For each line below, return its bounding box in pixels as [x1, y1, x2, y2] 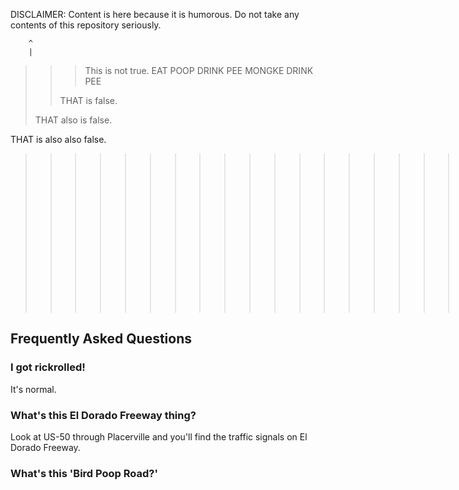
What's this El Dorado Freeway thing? [10, 408, 197, 422]
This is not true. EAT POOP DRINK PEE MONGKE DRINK [84, 65, 314, 76]
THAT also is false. [34, 114, 113, 126]
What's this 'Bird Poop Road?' [10, 466, 158, 480]
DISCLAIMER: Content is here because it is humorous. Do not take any [10, 9, 300, 20]
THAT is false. [59, 95, 118, 106]
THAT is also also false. [10, 134, 107, 145]
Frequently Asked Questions [10, 330, 193, 348]
